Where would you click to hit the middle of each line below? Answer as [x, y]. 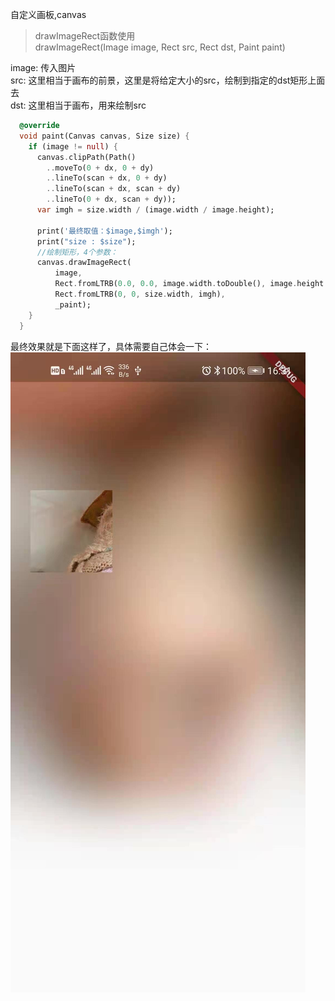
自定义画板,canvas [48, 14]
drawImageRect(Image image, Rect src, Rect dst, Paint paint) [160, 47]
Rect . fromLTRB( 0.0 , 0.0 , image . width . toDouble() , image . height [189, 284]
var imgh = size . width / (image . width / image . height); [155, 210]
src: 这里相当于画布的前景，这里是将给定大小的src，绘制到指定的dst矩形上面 [168, 80]
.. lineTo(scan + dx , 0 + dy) [107, 178]
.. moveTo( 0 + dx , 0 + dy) [100, 168]
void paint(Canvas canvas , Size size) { [104, 136]
